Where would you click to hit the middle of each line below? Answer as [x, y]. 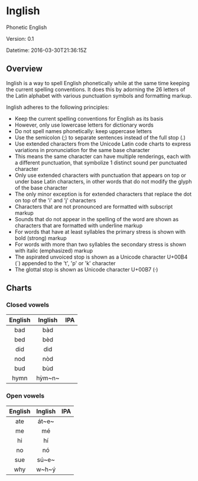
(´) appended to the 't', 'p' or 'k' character [65, 263]
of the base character [41, 188]
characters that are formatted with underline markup [79, 225]
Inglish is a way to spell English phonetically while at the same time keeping [98, 83]
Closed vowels [28, 305]
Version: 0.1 [20, 38]
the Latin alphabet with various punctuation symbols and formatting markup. [99, 95]
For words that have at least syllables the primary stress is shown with [100, 231]
